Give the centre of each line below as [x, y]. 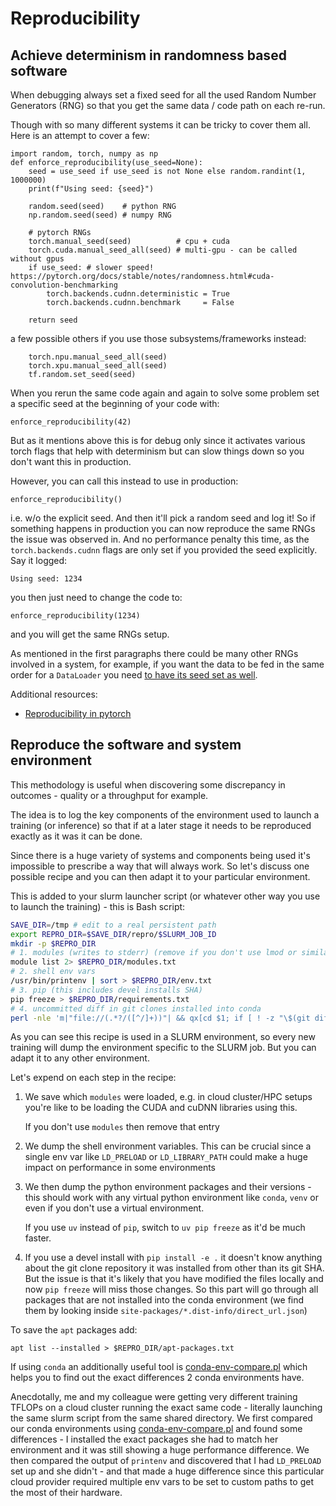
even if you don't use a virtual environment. [114, 1208]
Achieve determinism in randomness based [148, 55]
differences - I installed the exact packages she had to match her [144, 1439]
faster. [38, 1238]
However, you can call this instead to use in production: [124, 481]
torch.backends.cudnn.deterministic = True [138, 294]
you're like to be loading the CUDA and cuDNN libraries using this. [161, 1108]
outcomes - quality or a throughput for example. [109, 795]
